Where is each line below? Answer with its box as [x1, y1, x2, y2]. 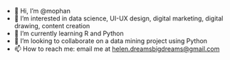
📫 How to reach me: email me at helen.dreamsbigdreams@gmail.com [14, 44, 220, 53]
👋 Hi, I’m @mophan [14, 7, 71, 15]
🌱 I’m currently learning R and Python [14, 29, 124, 37]
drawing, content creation [14, 22, 90, 30]
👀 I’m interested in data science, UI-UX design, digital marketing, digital [14, 14, 224, 23]
